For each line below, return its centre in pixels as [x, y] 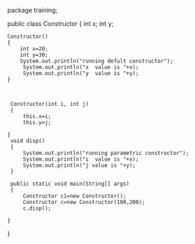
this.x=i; [37, 116]
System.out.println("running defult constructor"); [96, 61]
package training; [32, 10]
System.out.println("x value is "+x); [81, 67]
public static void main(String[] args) [70, 184]
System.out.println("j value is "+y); [79, 165]
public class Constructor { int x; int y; [60, 23]
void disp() [28, 141]
